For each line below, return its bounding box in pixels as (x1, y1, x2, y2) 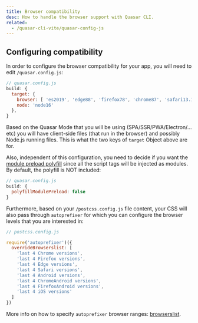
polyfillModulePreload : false (11, 189, 85, 195)
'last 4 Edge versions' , (16, 262, 78, 268)
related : (6, 19, 28, 25)
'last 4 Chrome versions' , (16, 251, 83, 256)
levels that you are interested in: (6, 217, 84, 225)
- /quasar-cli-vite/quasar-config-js (11, 25, 104, 31)
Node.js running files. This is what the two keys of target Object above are (6, 136, 187, 143)
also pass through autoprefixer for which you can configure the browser (6, 211, 183, 218)
